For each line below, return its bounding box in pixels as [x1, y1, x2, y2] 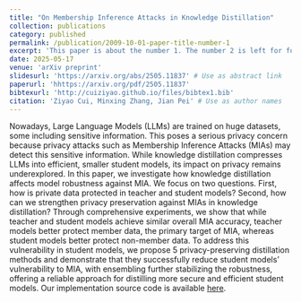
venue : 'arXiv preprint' [9, 64, 102, 73]
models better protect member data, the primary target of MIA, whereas [9, 226, 275, 237]
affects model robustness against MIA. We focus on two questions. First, [9, 178, 278, 189]
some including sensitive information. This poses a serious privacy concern [9, 131, 288, 142]
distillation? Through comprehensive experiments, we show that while [9, 207, 267, 218]
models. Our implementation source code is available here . [9, 283, 227, 294]
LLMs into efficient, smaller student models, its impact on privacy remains [9, 159, 282, 170]
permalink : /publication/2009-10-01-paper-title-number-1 [9, 38, 230, 47]
